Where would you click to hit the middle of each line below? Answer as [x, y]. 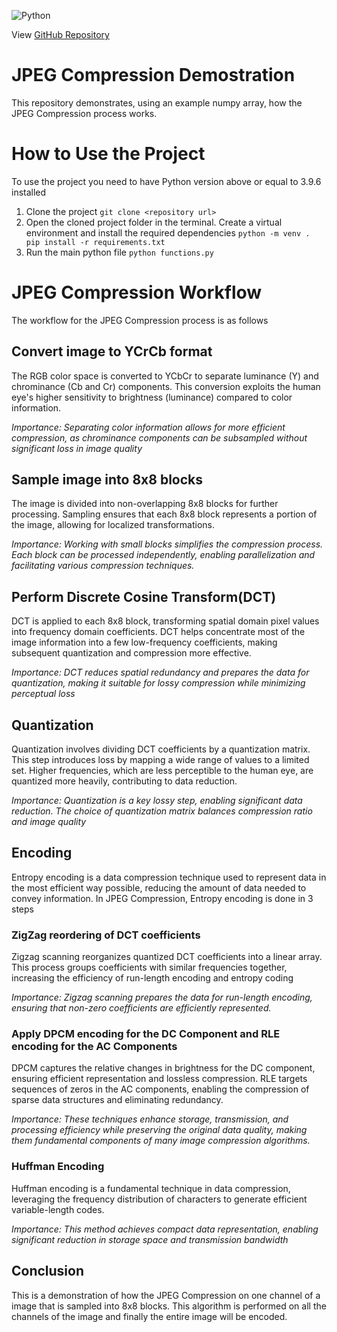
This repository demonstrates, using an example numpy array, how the [157, 102]
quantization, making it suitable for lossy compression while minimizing [158, 683]
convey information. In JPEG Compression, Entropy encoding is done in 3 [162, 898]
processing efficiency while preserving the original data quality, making [159, 1130]
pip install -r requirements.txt [95, 242]
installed [29, 192]
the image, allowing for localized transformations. [113, 525]
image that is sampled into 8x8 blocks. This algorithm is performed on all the [169, 1306]
